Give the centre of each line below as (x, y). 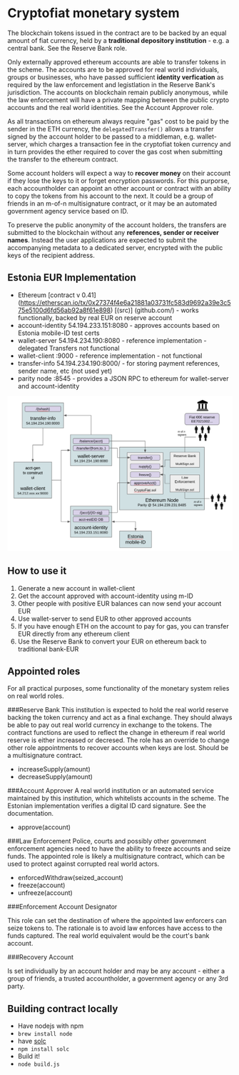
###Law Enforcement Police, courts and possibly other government (107, 841)
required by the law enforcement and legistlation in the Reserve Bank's (111, 84)
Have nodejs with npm (51, 1026)
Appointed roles (44, 671)
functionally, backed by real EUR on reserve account (95, 317)
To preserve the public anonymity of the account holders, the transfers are (117, 225)
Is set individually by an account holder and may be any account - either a (116, 971)
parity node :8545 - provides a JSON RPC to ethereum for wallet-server (123, 378)
